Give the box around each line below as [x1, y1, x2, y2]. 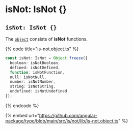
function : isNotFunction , [10, 70, 65, 75]
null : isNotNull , [10, 75, 47, 80]
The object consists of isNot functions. [5, 36, 88, 42]
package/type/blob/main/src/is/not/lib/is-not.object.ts [5, 118, 119, 124]
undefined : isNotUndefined [10, 89, 67, 94]
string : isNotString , [10, 84, 56, 89]
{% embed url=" [5, 112, 40, 118]
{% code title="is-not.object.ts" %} [5, 46, 79, 52]
